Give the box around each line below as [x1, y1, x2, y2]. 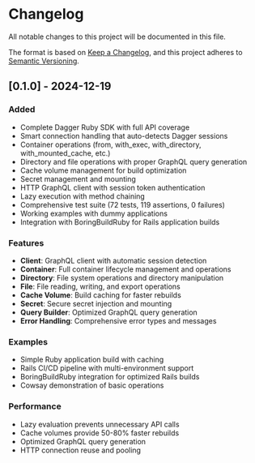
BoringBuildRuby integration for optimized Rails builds [19, 372, 200, 382]
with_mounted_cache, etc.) [19, 148, 111, 158]
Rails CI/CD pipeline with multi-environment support [19, 363, 194, 373]
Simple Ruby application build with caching [19, 354, 164, 365]
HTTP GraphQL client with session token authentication [19, 182, 206, 192]
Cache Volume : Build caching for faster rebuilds [19, 289, 182, 300]
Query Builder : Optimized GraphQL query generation [19, 307, 198, 317]
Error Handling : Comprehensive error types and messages [19, 315, 217, 325]
